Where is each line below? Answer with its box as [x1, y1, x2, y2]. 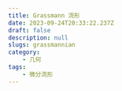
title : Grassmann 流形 [8, 11, 80, 20]
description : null [8, 33, 68, 42]
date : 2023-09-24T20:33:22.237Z [8, 19, 114, 27]
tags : [8, 63, 26, 71]
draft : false [8, 26, 51, 34]
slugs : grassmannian [8, 41, 76, 49]
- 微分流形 [22, 70, 54, 78]
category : [8, 48, 41, 56]
